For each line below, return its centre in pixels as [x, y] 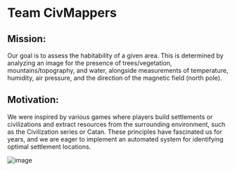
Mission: [27, 39]
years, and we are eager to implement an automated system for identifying [115, 139]
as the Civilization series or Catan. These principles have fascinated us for [115, 132]
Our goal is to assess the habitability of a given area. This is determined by [115, 55]
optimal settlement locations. [49, 146]
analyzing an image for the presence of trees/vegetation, [90, 63]
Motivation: [33, 100]
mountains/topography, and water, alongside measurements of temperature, [118, 70]
